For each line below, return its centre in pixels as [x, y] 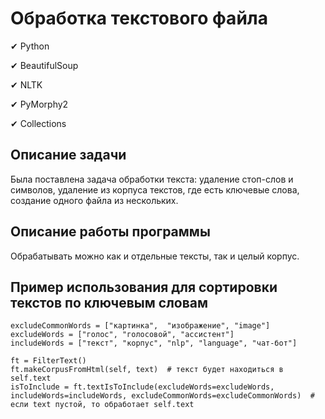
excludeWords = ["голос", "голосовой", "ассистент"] [122, 335]
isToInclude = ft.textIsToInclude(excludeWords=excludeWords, [142, 387]
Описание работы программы [110, 232]
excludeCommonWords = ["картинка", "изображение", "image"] [140, 326]
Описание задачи [68, 155]
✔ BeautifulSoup [44, 65]
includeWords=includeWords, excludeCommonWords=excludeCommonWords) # [162, 396]
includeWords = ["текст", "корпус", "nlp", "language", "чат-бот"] [154, 343]
